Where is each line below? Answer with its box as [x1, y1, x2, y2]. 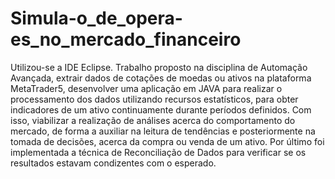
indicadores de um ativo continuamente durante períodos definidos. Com [10, 103, 312, 116]
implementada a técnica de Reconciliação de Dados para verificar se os [10, 146, 307, 158]
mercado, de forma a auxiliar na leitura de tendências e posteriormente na [10, 125, 316, 137]
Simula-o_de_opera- [10, 7, 183, 30]
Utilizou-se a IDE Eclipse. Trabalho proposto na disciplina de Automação [10, 61, 308, 73]
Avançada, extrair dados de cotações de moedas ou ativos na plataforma [10, 72, 312, 84]
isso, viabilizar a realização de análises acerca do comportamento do [10, 114, 296, 126]
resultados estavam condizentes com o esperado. [10, 157, 217, 169]
